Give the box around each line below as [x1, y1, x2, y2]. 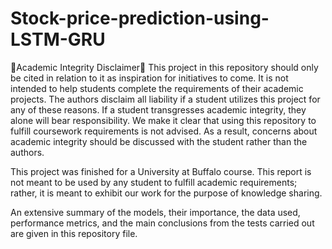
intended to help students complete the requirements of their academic [10, 82, 304, 94]
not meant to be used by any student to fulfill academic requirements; [10, 176, 298, 188]
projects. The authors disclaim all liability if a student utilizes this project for [10, 93, 321, 105]
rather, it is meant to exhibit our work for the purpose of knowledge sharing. [10, 187, 323, 199]
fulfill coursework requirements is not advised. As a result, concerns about [10, 125, 318, 137]
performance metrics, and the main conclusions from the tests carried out [10, 217, 315, 229]
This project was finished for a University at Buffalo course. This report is [10, 165, 312, 177]
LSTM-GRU [10, 28, 106, 51]
